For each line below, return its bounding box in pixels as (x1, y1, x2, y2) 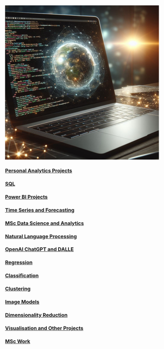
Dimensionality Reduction (5, 312, 68, 319)
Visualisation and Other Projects (5, 325, 84, 331)
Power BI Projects (5, 193, 48, 200)
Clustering (5, 285, 31, 292)
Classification (5, 272, 39, 279)
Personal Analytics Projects (5, 167, 72, 174)
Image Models (5, 299, 40, 305)
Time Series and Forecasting (5, 207, 75, 213)
